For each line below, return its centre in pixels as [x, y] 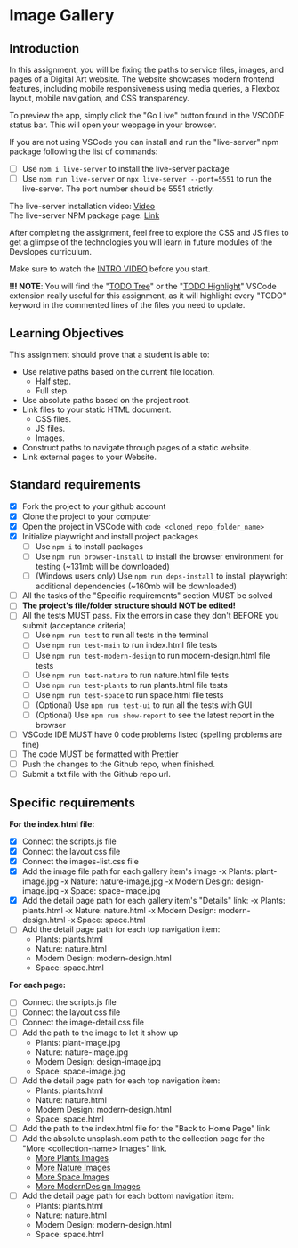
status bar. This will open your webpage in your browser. [113, 125]
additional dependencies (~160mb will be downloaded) [136, 586]
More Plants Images [72, 1157]
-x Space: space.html [106, 920]
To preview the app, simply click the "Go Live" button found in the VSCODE [147, 115]
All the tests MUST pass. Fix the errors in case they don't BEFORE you [150, 616]
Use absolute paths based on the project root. [106, 400]
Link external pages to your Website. [89, 457]
